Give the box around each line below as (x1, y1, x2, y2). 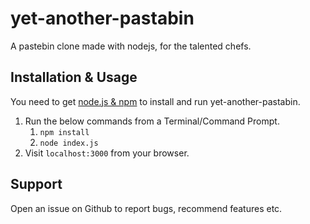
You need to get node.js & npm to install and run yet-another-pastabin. (10, 95, 301, 107)
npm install (39, 127, 90, 137)
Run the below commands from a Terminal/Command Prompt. (24, 115, 280, 127)
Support (10, 176, 63, 193)
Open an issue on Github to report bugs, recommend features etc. (10, 202, 283, 214)
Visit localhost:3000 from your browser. (24, 147, 190, 159)
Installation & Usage (10, 69, 138, 86)
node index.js (39, 138, 99, 148)
